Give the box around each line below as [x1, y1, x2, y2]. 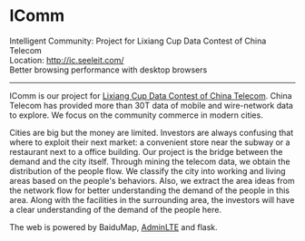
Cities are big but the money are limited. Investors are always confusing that [9, 127, 294, 138]
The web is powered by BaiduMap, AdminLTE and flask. [9, 221, 218, 232]
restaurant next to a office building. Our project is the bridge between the [9, 146, 283, 157]
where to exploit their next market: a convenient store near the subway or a [9, 137, 290, 148]
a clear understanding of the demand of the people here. [9, 204, 222, 215]
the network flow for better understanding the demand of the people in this [9, 185, 290, 196]
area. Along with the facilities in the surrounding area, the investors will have [9, 194, 295, 205]
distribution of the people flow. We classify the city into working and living [9, 165, 286, 177]
